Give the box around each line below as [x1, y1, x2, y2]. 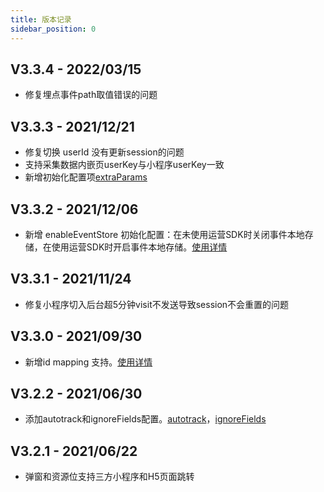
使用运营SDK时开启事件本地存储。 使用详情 [51, 241, 228, 253]
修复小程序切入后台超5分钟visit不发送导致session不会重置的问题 [24, 298, 290, 310]
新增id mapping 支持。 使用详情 [24, 356, 153, 368]
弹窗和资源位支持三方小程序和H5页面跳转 [24, 471, 195, 483]
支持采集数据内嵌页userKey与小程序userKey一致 [24, 159, 225, 171]
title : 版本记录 [10, 14, 72, 25]
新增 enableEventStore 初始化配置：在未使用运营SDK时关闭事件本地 [24, 228, 305, 240]
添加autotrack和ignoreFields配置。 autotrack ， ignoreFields [24, 413, 267, 425]
